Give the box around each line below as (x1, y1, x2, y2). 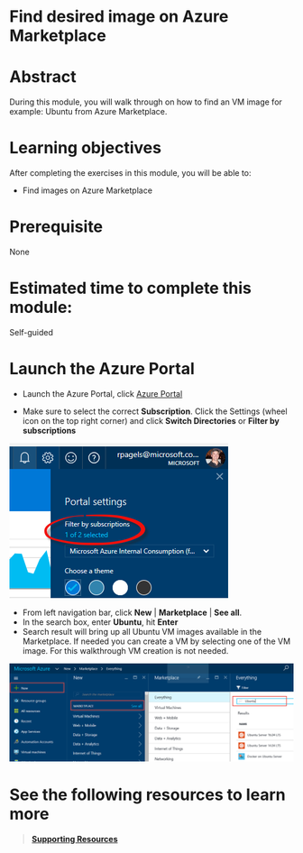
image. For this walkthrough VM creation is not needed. (22, 645, 229, 656)
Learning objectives (9, 138, 162, 159)
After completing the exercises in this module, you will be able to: (9, 168, 252, 179)
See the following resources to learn (9, 784, 286, 804)
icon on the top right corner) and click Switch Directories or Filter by (22, 415, 280, 426)
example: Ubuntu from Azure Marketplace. (9, 106, 168, 117)
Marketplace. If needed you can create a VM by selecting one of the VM (22, 636, 291, 647)
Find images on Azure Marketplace (22, 185, 153, 196)
